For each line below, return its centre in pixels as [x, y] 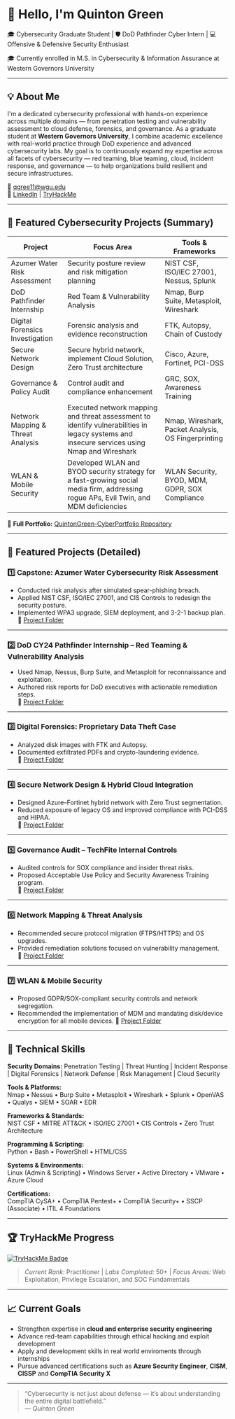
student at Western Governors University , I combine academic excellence [115, 136]
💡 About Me [34, 97]
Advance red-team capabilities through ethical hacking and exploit [113, 1336]
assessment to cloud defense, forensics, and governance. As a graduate [112, 128]
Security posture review [107, 263]
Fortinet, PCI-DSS [194, 363]
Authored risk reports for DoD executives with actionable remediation [117, 687]
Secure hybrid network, [106, 349]
